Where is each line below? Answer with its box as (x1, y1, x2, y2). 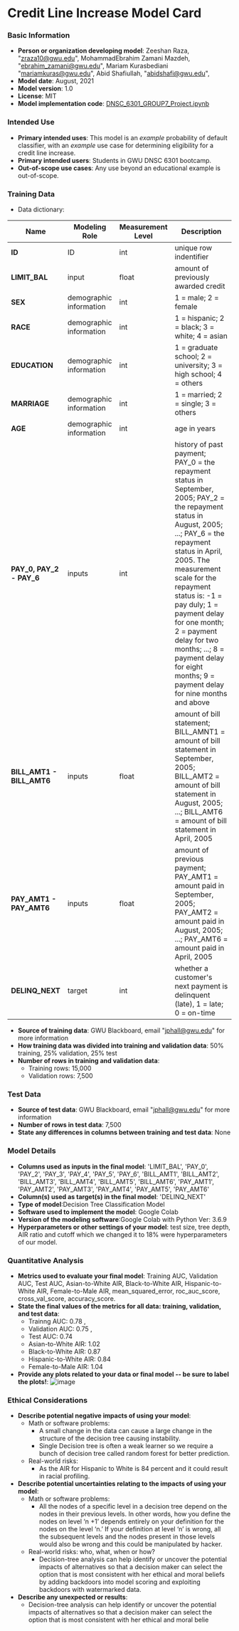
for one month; (174, 618, 224, 628)
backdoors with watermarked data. (38, 1585, 142, 1594)
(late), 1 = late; (174, 999, 224, 1009)
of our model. (17, 1237, 58, 1246)
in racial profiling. (38, 1472, 90, 1481)
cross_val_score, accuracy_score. (17, 1294, 116, 1303)
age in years (174, 423, 216, 433)
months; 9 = (174, 671, 216, 681)
